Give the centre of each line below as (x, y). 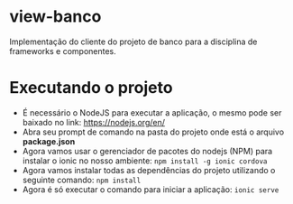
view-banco (55, 17)
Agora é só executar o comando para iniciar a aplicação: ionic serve (151, 189)
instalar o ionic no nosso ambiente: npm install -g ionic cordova (145, 161)
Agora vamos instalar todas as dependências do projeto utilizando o (149, 170)
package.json (49, 141)
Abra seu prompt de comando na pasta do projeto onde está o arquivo (153, 132)
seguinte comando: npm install (82, 180)
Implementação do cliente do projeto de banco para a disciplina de (133, 42)
